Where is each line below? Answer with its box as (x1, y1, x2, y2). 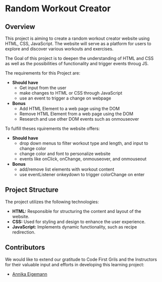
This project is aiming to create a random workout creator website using (5, 35, 150, 41)
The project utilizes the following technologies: (5, 199, 99, 205)
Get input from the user (19, 85, 67, 91)
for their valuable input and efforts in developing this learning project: (5, 261, 144, 267)
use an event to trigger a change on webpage (19, 95, 111, 101)
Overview (5, 23, 36, 31)
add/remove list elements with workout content (19, 166, 115, 172)
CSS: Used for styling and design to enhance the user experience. (12, 219, 146, 225)
